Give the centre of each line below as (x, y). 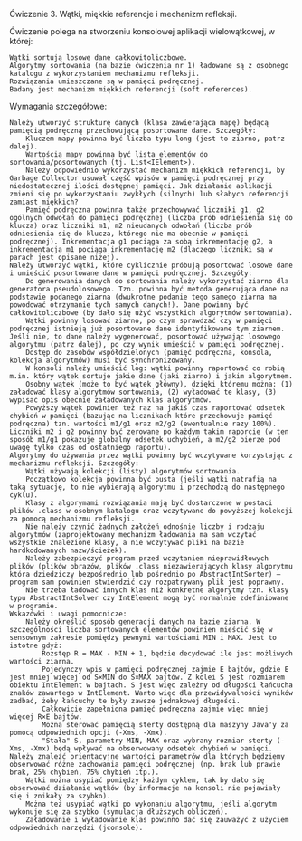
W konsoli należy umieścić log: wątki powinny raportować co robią (155, 368)
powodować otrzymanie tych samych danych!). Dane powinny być (129, 305)
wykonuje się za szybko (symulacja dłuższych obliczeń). (119, 812)
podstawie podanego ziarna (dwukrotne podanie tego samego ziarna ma (143, 297)
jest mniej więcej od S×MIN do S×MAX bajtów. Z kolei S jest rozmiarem (147, 677)
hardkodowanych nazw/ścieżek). (68, 550)
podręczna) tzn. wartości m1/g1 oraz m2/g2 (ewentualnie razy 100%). (143, 424)
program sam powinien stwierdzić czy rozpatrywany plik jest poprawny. (147, 582)
